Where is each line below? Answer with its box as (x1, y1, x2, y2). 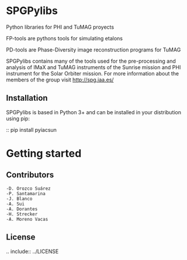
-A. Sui (6, 201, 25, 207)
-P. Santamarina (6, 190, 46, 197)
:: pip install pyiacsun (6, 126, 57, 133)
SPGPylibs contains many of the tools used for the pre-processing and (6, 57, 176, 64)
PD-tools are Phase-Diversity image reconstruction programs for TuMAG (6, 46, 181, 53)
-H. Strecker (6, 211, 38, 217)
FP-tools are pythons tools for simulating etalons (6, 35, 123, 42)
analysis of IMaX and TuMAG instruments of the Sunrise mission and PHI (6, 63, 181, 71)
